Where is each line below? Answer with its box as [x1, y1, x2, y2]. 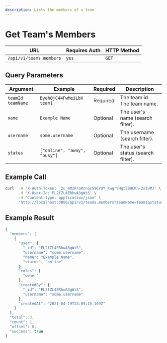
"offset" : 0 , [9, 324, 37, 329]
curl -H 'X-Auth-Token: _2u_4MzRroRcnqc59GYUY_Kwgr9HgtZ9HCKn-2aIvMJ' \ [5, 186, 162, 191]
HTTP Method [105, 47, 139, 54]
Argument [9, 86, 34, 93]
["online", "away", [39, 148, 86, 154]
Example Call [5, 172, 46, 181]
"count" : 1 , [9, 320, 35, 325]
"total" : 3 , [9, 315, 35, 320]
